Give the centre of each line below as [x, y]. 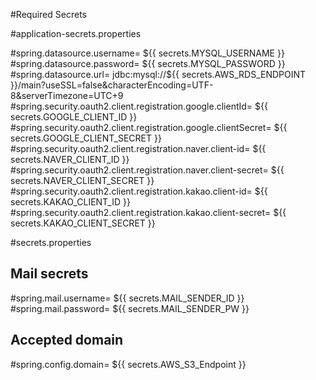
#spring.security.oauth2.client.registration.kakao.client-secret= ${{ [148, 212]
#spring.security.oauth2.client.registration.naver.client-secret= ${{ [147, 170]
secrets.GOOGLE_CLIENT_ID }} [74, 117]
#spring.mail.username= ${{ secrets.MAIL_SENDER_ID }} [127, 298]
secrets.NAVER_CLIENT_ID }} [70, 159]
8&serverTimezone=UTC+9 [67, 95]
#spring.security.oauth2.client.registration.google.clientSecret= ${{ [149, 127]
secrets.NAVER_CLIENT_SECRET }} [82, 180]
